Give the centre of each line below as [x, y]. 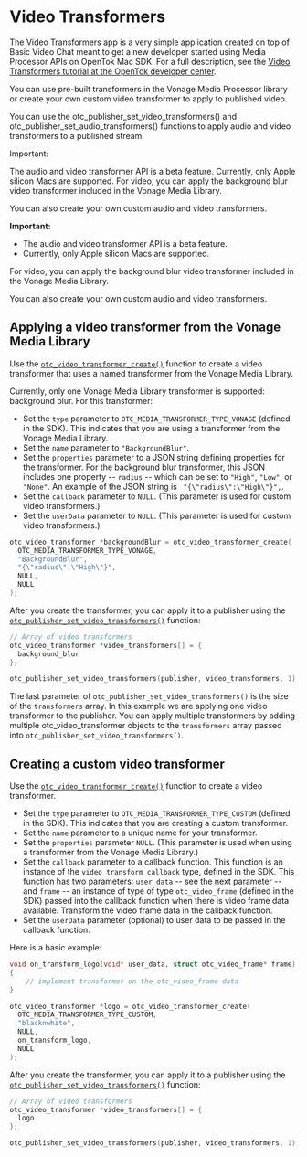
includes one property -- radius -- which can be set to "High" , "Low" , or [157, 476]
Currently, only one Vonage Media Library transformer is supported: [137, 391]
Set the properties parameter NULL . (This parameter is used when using [157, 843]
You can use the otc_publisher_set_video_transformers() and [123, 116]
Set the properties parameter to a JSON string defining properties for [154, 457]
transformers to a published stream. [77, 135]
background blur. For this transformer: [81, 400]
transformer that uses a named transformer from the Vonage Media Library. [152, 373]
